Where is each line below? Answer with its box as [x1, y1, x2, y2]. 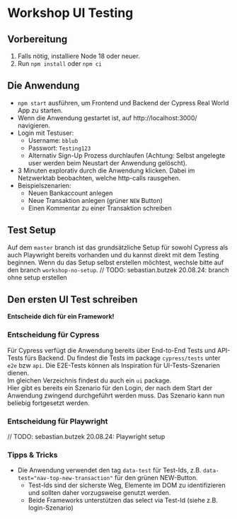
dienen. [7, 368, 30, 377]
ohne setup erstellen [7, 273, 67, 281]
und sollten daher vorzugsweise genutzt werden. [28, 489, 171, 497]
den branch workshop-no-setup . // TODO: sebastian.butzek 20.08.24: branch [7, 265, 229, 274]
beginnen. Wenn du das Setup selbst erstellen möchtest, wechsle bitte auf [7, 258, 224, 267]
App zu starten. [17, 106, 63, 115]
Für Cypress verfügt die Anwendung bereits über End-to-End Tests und [7, 346, 216, 354]
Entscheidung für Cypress [7, 330, 100, 340]
